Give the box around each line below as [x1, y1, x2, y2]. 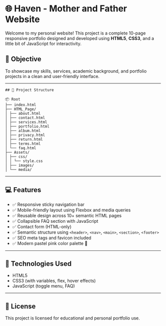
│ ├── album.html [5, 128, 41, 133]
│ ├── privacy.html [5, 132, 45, 137]
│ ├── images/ [5, 163, 35, 168]
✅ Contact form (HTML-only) [12, 223, 72, 230]
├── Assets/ [5, 150, 30, 155]
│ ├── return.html [5, 137, 43, 142]
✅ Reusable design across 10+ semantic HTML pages [12, 212, 122, 218]
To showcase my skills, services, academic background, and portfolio [5, 68, 147, 74]
